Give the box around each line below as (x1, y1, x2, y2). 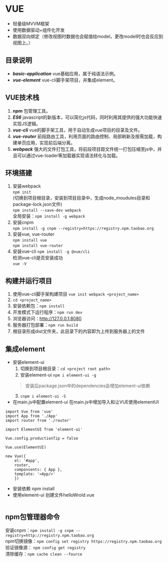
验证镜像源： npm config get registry (5, 544, 86, 550)
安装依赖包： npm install (12, 303, 65, 309)
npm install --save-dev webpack (12, 208, 81, 213)
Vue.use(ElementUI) (5, 445, 47, 450)
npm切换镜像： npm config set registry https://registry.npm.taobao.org (5, 538, 162, 544)
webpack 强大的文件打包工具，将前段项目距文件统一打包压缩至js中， (12, 146, 158, 152)
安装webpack (12, 183, 41, 189)
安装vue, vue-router (12, 231, 55, 237)
